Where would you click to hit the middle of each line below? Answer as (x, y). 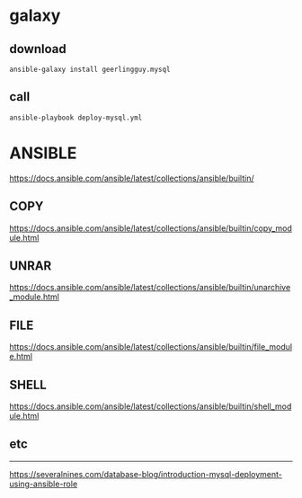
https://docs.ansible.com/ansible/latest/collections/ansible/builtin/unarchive (150, 288)
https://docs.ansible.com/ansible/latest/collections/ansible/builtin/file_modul (151, 347)
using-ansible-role (44, 484)
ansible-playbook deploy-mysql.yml (76, 118)
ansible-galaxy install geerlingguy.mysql (90, 69)
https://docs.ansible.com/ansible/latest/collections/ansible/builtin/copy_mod (151, 228)
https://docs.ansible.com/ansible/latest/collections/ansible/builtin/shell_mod (151, 406)
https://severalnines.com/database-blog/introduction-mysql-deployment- (146, 474)
